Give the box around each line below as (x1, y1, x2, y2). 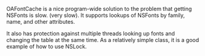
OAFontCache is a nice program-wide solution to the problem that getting (6, 5, 192, 12)
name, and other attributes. (6, 18, 75, 25)
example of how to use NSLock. (6, 43, 87, 50)
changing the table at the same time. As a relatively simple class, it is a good (6, 37, 199, 43)
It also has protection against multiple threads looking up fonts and (6, 30, 175, 37)
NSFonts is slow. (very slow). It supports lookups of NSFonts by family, (6, 12, 185, 19)
